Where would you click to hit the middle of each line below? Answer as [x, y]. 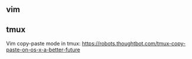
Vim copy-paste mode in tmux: [43, 44]
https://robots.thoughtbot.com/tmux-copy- [134, 44]
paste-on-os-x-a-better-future [43, 50]
